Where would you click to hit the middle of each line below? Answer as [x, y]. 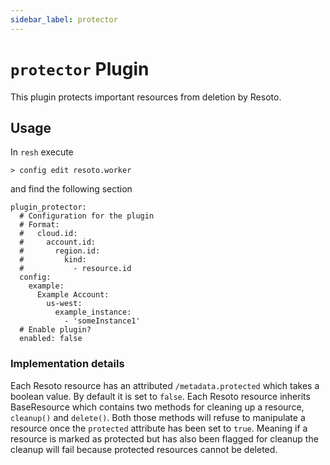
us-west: [64, 304]
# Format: [39, 225]
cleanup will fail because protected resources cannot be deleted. [144, 449]
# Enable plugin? [55, 330]
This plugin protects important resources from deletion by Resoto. [146, 97]
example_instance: [93, 312]
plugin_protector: [48, 207]
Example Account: [73, 295]
